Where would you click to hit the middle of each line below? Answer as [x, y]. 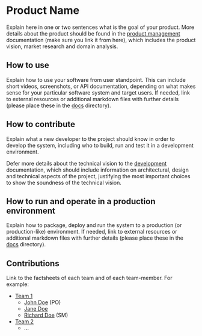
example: [17, 284]
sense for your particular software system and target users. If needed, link [98, 92]
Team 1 [24, 296]
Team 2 [24, 322]
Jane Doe [36, 309]
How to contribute [41, 124]
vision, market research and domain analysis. [62, 46]
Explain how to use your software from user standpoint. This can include [96, 79]
